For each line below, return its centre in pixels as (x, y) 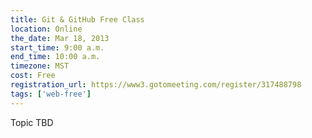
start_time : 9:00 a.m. (57, 47)
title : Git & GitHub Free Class (77, 19)
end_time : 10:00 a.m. (55, 57)
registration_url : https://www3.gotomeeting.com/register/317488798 (156, 85)
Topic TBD (32, 122)
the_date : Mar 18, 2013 (60, 38)
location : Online (46, 29)
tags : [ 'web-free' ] (51, 94)
